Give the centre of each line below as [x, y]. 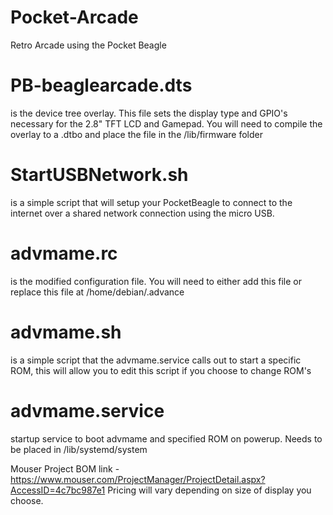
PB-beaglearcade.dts [101, 85]
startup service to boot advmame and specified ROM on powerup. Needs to [166, 438]
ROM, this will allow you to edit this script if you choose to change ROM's [161, 370]
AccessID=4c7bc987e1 [58, 490]
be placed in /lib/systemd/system [79, 449]
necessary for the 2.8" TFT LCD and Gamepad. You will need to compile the [166, 123]
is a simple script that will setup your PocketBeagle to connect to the [151, 202]
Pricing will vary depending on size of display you [209, 490]
